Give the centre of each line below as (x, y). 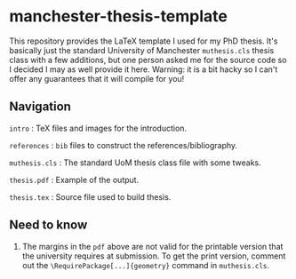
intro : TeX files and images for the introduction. (98, 128)
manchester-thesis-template (119, 16)
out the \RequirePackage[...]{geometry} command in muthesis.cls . (145, 265)
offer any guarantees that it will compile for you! (97, 78)
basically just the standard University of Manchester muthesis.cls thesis (142, 50)
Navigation (40, 107)
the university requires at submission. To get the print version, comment (154, 256)
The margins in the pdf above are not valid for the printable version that (152, 246)
